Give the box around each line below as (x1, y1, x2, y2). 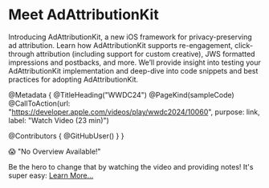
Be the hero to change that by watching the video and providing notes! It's (8, 162, 254, 171)
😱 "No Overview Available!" (8, 146, 102, 156)
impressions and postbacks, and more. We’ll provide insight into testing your (8, 58, 261, 67)
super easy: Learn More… (8, 170, 94, 180)
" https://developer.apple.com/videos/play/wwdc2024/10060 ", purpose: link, (8, 106, 260, 117)
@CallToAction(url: (8, 98, 71, 108)
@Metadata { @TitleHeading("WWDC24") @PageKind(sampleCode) (8, 90, 234, 99)
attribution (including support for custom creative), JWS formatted (35, 49, 255, 58)
